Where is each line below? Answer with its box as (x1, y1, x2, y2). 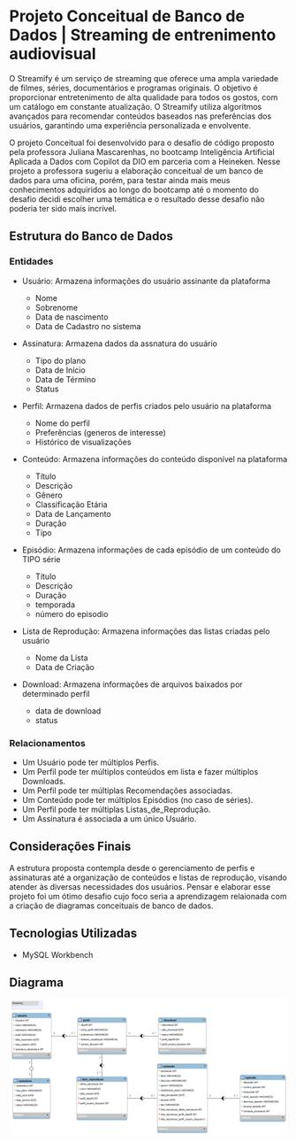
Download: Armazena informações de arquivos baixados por (21, 679, 243, 690)
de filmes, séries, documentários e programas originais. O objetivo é (9, 82, 258, 93)
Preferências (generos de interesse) (34, 427, 166, 437)
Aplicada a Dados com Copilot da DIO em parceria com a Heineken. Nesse (9, 156, 281, 166)
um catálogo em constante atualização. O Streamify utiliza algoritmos (9, 101, 262, 112)
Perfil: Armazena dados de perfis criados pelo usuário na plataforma (21, 400, 272, 411)
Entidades (9, 255, 54, 267)
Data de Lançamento (34, 508, 112, 519)
